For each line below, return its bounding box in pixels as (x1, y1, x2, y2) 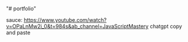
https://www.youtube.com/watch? (23, 17, 107, 23)
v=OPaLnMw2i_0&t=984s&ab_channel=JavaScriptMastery (6, 23, 149, 30)
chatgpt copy (150, 23, 182, 30)
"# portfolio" (6, 5, 37, 12)
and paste (6, 29, 31, 36)
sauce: (6, 17, 22, 23)
